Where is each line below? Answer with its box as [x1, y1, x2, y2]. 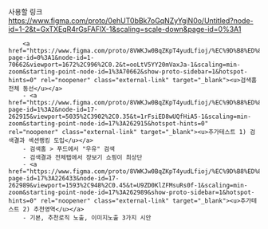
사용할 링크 [8, 7, 43, 16]
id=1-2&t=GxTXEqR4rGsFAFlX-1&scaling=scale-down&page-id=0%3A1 [8, 25, 242, 34]
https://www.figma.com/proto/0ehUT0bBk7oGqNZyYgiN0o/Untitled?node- [8, 16, 254, 26]
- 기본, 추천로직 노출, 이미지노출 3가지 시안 [22, 214, 152, 222]
